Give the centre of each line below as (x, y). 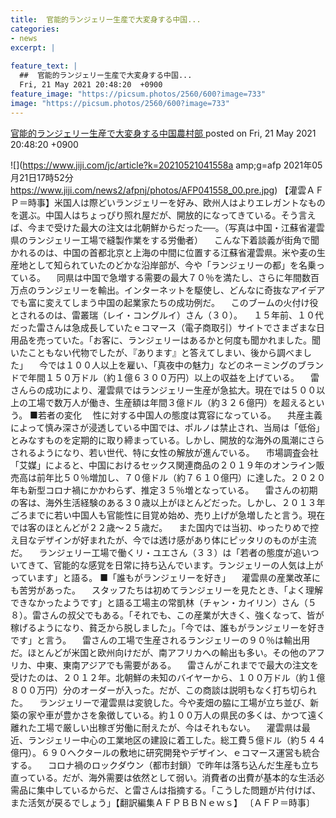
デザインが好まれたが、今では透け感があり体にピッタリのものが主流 (176, 540)
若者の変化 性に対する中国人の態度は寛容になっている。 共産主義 (180, 415)
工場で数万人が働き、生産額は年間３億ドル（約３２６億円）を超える (167, 402)
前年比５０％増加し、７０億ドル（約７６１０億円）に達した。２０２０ (181, 477)
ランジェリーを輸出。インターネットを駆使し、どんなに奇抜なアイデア (181, 290)
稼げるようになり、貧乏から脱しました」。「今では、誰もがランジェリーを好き (168, 627)
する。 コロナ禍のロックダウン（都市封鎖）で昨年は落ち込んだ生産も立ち (165, 765)
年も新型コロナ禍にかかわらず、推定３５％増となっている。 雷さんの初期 (164, 490)
